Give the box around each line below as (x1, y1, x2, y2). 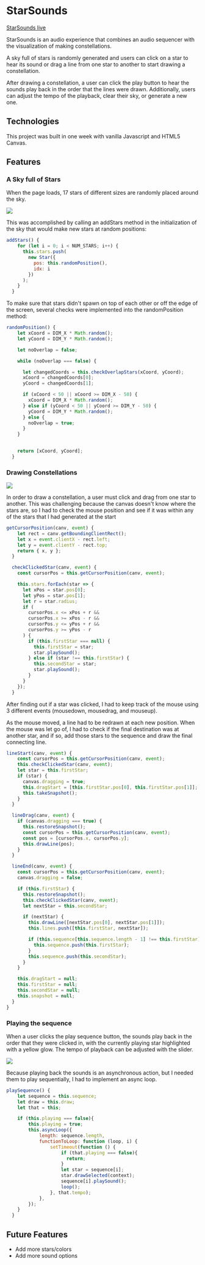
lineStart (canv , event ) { (6, 750, 72, 756)
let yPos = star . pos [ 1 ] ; (22, 592, 86, 599)
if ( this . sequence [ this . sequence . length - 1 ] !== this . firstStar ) (28, 936, 201, 943)
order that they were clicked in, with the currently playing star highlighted (6, 1039, 190, 1046)
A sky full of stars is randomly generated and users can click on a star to (6, 54, 189, 61)
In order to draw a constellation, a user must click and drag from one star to (6, 494, 196, 501)
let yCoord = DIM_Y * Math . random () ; (17, 336, 113, 342)
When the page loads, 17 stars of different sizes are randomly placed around (6, 189, 199, 197)
